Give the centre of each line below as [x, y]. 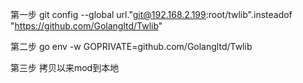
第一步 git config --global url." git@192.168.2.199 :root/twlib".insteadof [151, 14]
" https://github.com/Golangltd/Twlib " [86, 26]
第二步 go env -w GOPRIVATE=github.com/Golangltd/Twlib [131, 46]
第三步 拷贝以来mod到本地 [65, 67]
